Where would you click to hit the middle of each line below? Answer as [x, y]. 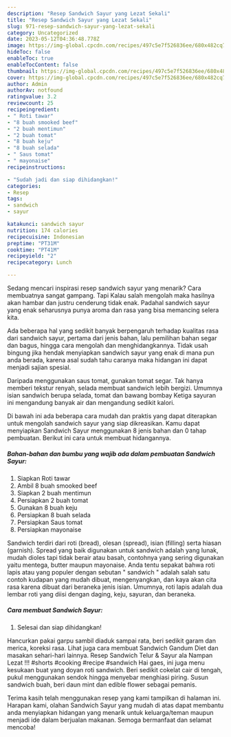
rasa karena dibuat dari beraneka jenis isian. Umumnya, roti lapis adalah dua [115, 587]
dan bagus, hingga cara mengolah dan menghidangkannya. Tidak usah [108, 345]
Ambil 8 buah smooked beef [57, 486]
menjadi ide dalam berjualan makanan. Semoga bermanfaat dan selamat [109, 720]
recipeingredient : [33, 110]
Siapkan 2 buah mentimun [54, 492]
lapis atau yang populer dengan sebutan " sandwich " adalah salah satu [109, 572]
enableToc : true [30, 59]
